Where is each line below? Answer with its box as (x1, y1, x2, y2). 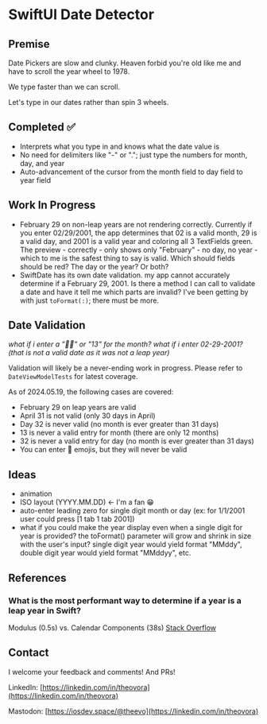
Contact (8, 646, 49, 660)
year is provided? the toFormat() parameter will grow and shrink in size (19, 531, 252, 541)
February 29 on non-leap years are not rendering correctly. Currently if (19, 219, 253, 229)
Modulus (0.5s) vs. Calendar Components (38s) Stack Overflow (8, 622, 217, 633)
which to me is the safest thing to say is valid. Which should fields (19, 253, 236, 263)
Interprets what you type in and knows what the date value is (19, 141, 220, 151)
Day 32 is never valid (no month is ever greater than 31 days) (19, 420, 219, 429)
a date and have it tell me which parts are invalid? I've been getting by (19, 287, 249, 296)
